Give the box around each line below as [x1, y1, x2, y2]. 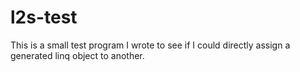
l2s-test [10, 6, 78, 29]
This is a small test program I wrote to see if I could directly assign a [10, 39, 291, 51]
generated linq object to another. [10, 49, 145, 61]
